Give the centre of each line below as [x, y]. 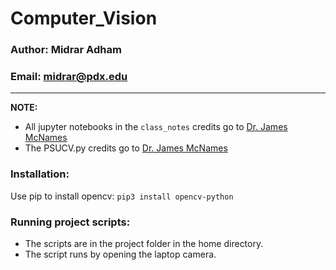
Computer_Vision [84, 18]
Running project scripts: [70, 222]
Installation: [40, 174]
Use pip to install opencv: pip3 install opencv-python [122, 196]
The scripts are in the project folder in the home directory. [144, 243]
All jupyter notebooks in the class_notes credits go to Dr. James [156, 127]
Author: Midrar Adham [66, 50]
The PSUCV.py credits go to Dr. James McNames [126, 148]
